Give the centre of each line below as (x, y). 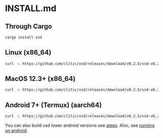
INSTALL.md (31, 8)
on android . (16, 130)
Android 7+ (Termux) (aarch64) (53, 105)
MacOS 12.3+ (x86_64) (40, 79)
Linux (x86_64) (28, 53)
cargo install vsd (24, 37)
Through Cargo (29, 26)
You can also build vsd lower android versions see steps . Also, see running (80, 125)
